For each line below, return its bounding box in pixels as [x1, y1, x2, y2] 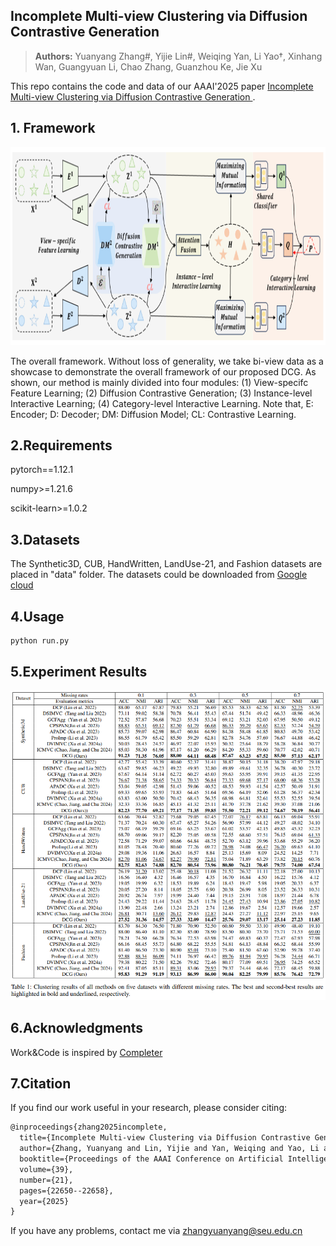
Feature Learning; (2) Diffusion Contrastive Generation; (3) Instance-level [10, 387, 313, 399]
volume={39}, [19, 1164, 74, 1174]
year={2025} [19, 1196, 70, 1206]
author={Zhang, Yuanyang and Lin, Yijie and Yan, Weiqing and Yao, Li [19, 1144, 320, 1154]
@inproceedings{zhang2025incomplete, [10, 1122, 168, 1133]
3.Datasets [10, 531, 81, 548]
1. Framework [10, 120, 96, 137]
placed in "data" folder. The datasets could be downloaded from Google [10, 569, 308, 581]
